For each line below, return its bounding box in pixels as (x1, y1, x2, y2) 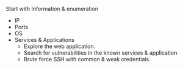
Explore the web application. (23, 42, 96, 50)
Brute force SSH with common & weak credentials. (23, 56, 151, 63)
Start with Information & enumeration (5, 5, 99, 12)
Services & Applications (14, 36, 74, 43)
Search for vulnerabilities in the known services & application (23, 49, 178, 56)
